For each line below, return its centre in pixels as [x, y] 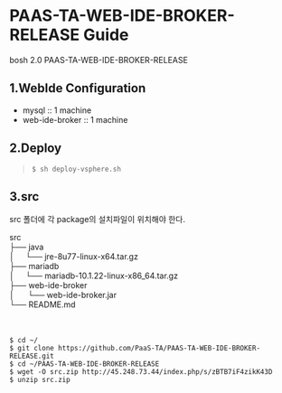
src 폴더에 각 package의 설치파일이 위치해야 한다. [98, 220]
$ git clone [32, 349]
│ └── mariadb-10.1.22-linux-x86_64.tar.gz [94, 276]
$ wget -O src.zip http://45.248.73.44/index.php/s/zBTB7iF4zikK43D [141, 372]
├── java [27, 247]
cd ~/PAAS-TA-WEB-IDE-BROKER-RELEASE [89, 364]
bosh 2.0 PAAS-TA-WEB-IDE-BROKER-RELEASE [99, 60]
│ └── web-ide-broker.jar [63, 295]
